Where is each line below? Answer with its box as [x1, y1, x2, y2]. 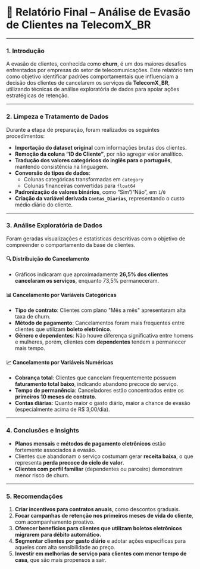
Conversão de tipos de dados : [14, 169, 90, 177]
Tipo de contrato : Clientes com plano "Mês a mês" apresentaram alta [14, 307, 186, 314]
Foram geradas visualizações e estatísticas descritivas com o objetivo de [6, 235, 186, 242]
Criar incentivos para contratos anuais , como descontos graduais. [14, 506, 180, 513]
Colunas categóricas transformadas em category [23, 175, 144, 183]
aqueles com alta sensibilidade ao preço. [14, 544, 115, 551]
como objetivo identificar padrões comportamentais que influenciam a [6, 73, 179, 80]
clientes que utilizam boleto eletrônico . [14, 326, 112, 333]
